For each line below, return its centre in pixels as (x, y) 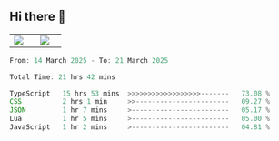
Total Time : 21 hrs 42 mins (63, 77)
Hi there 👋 (38, 17)
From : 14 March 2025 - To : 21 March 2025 (89, 60)
